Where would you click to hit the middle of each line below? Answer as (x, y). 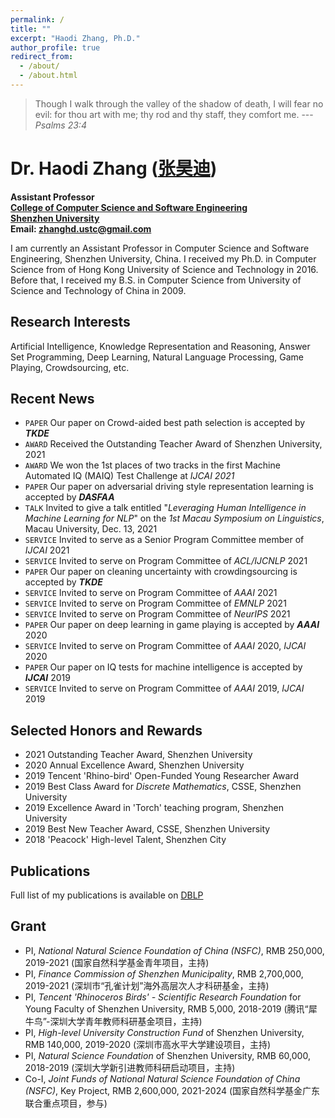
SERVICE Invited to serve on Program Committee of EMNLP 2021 (155, 603)
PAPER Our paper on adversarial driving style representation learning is (169, 487)
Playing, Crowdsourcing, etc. (70, 367)
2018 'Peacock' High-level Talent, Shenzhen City (125, 840)
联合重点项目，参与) (66, 1103)
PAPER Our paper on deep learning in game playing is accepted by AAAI (172, 625)
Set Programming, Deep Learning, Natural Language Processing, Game (157, 357)
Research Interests (70, 322)
